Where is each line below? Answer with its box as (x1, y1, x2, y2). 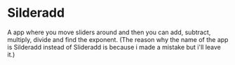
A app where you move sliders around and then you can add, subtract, (7, 28, 211, 36)
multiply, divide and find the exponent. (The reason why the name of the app (7, 35, 229, 43)
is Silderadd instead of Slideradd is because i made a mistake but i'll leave (7, 43, 221, 51)
